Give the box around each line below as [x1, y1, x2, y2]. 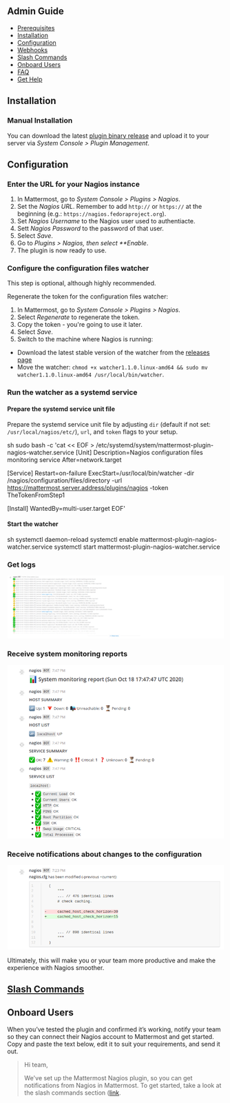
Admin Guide [7, 6, 64, 17]
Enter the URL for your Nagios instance [7, 179, 140, 189]
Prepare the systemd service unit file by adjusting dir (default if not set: [7, 420, 211, 428]
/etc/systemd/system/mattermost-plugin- [96, 441, 214, 449]
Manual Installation [7, 116, 73, 125]
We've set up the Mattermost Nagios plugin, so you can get [23, 1073, 193, 1082]
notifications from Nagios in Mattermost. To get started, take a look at [23, 1081, 222, 1089]
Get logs [7, 560, 36, 569]
